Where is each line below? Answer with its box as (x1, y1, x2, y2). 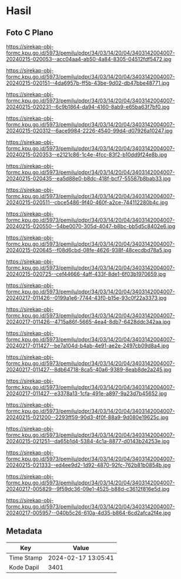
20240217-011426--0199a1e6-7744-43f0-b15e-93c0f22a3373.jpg (6, 294, 167, 301)
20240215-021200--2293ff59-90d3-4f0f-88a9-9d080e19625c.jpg (6, 414, 169, 421)
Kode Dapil (9, 563, 39, 571)
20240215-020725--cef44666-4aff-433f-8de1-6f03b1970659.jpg (6, 270, 166, 277)
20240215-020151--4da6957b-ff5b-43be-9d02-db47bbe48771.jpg (6, 79, 169, 86)
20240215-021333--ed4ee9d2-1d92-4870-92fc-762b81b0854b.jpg (6, 461, 171, 468)
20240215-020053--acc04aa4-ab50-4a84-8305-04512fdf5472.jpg (6, 56, 172, 62)
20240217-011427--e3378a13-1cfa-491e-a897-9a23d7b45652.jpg (6, 390, 167, 397)
